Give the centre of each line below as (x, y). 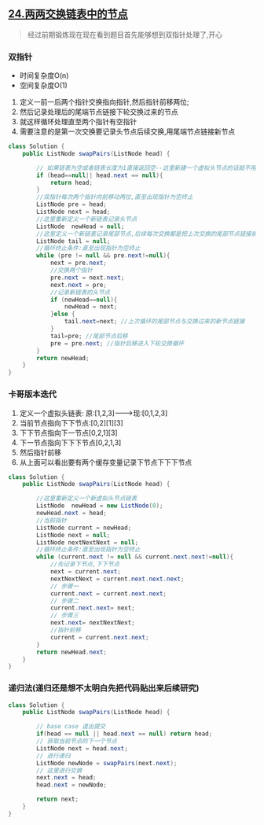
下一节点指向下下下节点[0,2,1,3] (70, 442)
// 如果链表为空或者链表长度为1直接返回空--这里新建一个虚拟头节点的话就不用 (147, 168)
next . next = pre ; (79, 285)
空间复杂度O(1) (44, 86)
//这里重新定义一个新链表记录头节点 (87, 219)
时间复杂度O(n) (44, 76)
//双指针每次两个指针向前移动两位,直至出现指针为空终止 (115, 197)
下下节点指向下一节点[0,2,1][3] (68, 433)
